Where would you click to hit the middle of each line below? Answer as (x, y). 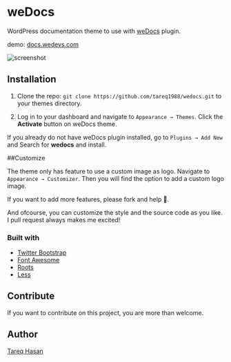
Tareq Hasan (25, 351)
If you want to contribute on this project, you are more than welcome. (106, 312)
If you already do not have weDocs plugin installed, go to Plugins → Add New (115, 137)
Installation (32, 79)
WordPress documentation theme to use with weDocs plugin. (94, 31)
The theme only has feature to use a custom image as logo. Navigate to (109, 171)
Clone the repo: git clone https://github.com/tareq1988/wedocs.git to (119, 96)
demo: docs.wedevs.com (43, 44)
